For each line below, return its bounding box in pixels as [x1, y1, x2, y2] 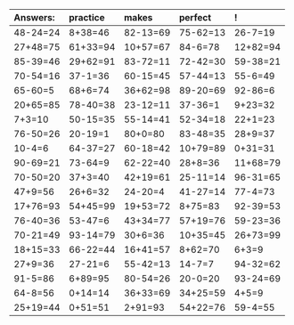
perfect [179, 12, 212, 23]
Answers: [13, 12, 55, 23]
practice [69, 12, 105, 23]
